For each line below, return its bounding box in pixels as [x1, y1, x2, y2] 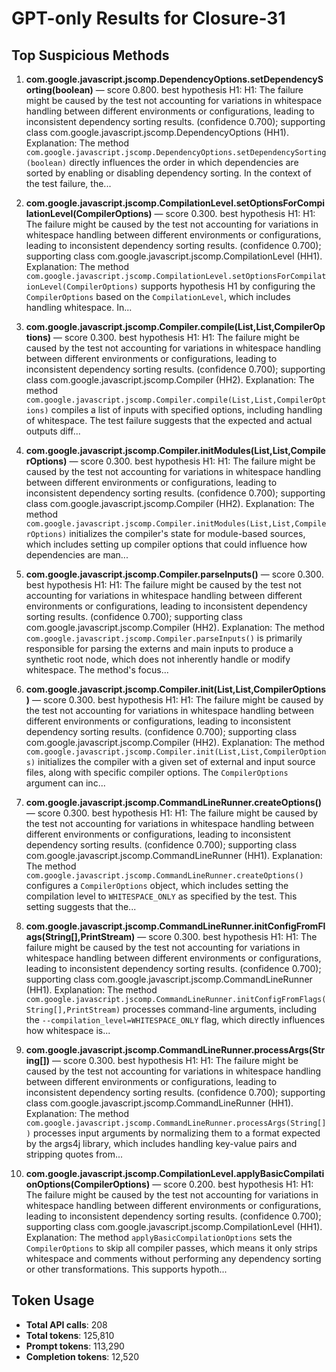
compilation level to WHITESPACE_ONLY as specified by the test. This [25, 890, 298, 902]
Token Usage [11, 1292, 95, 1309]
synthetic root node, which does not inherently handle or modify [25, 653, 291, 665]
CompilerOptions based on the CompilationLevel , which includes [25, 291, 291, 302]
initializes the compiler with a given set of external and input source [37, 756, 316, 767]
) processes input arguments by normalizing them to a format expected [25, 1127, 321, 1139]
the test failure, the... [25, 178, 112, 189]
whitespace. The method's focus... [25, 664, 169, 676]
